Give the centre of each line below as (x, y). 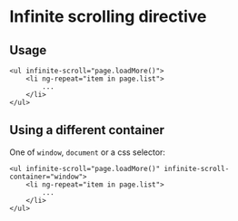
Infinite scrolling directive (108, 17)
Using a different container (87, 130)
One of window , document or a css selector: (88, 152)
